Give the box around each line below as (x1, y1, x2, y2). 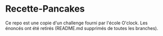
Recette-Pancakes (5, 3, 85, 15)
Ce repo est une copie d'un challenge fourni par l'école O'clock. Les (5, 20, 148, 26)
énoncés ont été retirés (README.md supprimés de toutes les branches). (5, 25, 158, 31)
